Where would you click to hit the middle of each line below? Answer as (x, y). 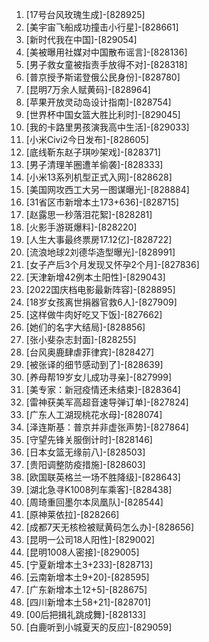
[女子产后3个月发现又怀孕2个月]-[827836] (112, 264)
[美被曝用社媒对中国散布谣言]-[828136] (106, 52)
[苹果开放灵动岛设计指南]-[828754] (98, 102)
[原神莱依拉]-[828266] (72, 514)
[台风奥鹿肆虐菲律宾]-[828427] (90, 352)
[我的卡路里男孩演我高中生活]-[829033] (107, 127)
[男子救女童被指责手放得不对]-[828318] (106, 64)
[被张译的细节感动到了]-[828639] (94, 364)
